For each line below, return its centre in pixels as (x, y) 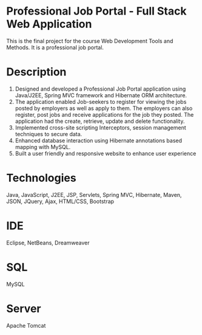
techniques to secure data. (49, 134)
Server (24, 309)
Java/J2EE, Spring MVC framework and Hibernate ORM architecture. (101, 95)
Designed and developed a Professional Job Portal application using (100, 89)
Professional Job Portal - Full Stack (96, 11)
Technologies (42, 178)
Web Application (49, 24)
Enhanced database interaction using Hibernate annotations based (99, 140)
